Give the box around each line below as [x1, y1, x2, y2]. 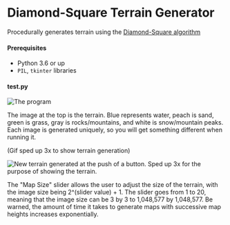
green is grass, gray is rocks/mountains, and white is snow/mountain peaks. [7, 118, 224, 127]
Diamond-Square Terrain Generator [7, 5, 215, 21]
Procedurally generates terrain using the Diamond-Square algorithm [7, 28, 201, 36]
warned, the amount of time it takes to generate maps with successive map [7, 203, 222, 211]
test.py [7, 82, 28, 91]
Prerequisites [7, 44, 47, 52]
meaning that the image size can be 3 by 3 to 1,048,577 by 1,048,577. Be [7, 195, 213, 204]
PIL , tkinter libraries [17, 66, 77, 75]
